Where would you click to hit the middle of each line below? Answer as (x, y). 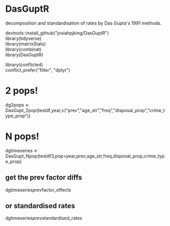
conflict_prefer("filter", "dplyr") (38, 70)
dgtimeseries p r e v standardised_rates (44, 218)
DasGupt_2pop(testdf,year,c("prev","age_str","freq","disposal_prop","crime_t (85, 110)
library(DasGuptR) (24, 55)
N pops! (22, 137)
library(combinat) (23, 49)
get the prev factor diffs (44, 178)
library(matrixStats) (26, 43)
